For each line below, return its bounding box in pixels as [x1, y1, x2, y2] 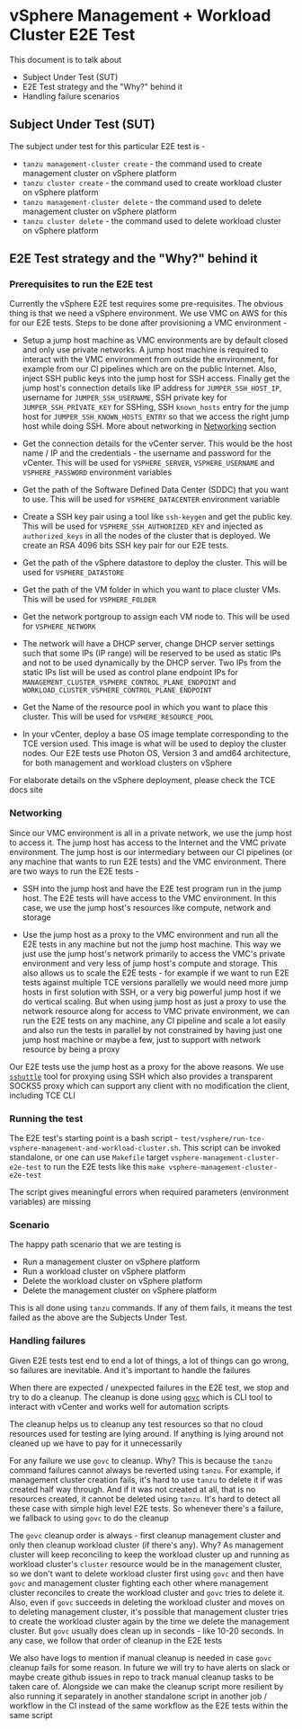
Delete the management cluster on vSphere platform [22, 1285, 218, 1296]
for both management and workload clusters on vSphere [22, 757, 232, 769]
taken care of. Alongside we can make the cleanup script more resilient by [9, 1680, 284, 1691]
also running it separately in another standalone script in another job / [9, 1690, 268, 1701]
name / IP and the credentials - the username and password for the [22, 448, 271, 459]
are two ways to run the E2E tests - [9, 865, 139, 877]
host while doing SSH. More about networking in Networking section [22, 421, 277, 432]
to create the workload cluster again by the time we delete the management [9, 1616, 290, 1627]
